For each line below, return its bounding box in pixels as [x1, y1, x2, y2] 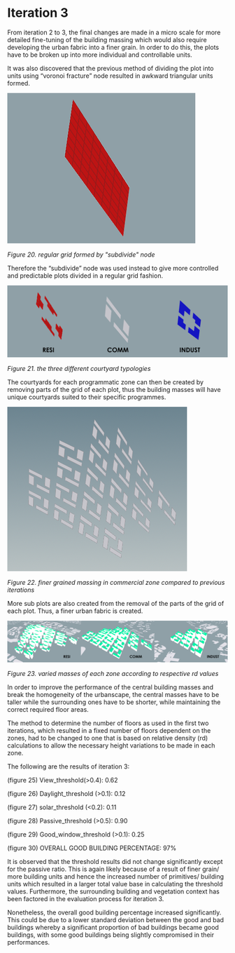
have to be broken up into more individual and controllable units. [7, 50, 192, 59]
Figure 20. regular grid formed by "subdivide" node [7, 250, 155, 259]
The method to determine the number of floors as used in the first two [7, 719, 209, 727]
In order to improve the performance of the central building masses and [7, 682, 213, 691]
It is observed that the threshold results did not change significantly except [7, 857, 223, 865]
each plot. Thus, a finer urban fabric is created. [7, 607, 143, 615]
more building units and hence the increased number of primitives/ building [7, 872, 225, 881]
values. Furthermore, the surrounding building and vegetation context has [7, 887, 220, 895]
